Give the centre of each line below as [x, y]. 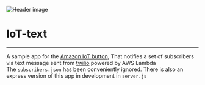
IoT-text [27, 34]
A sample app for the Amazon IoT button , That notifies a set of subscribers [100, 56]
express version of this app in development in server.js [77, 75]
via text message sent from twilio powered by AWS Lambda [81, 63]
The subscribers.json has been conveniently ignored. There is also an [95, 69]
